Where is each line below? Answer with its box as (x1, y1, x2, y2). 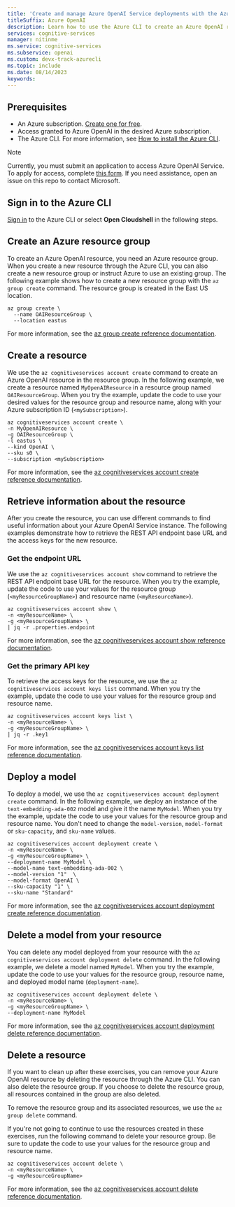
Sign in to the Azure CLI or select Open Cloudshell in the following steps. (7, 215, 218, 224)
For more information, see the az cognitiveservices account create (7, 468, 199, 476)
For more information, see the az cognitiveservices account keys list (7, 743, 204, 752)
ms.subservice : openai (7, 50, 73, 57)
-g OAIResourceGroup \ (7, 431, 73, 438)
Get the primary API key (7, 661, 90, 671)
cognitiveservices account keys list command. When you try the (7, 685, 201, 693)
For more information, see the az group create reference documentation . (7, 329, 217, 338)
